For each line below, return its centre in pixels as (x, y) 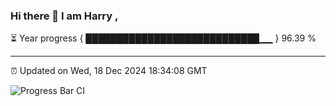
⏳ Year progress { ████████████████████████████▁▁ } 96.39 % (163, 38)
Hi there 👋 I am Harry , (64, 16)
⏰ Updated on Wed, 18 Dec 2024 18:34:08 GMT (109, 71)
